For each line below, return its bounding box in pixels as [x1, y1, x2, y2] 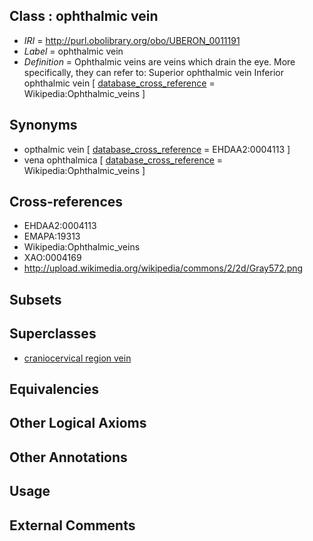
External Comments [9, 517, 136, 534]
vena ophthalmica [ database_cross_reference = [23, 154, 224, 166]
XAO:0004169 [23, 252, 82, 264]
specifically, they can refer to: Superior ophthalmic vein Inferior [23, 66, 284, 78]
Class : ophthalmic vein [9, 8, 159, 25]
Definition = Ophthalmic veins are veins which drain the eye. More [23, 55, 296, 68]
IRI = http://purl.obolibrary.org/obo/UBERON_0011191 [23, 34, 241, 46]
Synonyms [9, 117, 78, 134]
